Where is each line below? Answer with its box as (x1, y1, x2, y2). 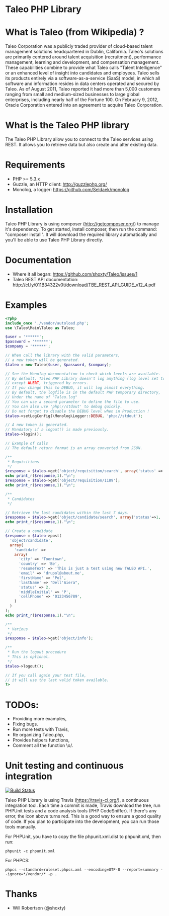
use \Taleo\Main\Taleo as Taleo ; (5, 325, 75, 330)
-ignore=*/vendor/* (5, 872, 46, 877)
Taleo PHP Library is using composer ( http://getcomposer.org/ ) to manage (5, 220, 159, 227)
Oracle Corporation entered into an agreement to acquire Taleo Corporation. (5, 102, 163, 108)
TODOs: (5, 699, 39, 710)
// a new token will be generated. (5, 357, 80, 363)
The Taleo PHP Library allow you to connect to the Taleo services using (5, 136, 153, 142)
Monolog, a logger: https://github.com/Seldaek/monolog (12, 187, 130, 192)
